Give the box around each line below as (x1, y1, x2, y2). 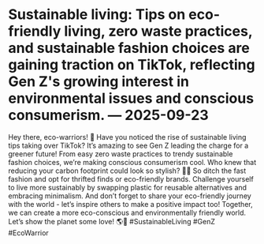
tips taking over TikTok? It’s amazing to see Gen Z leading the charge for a (8, 141, 249, 150)
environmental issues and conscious (8, 89, 255, 107)
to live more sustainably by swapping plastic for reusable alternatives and (8, 182, 247, 192)
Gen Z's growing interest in (8, 73, 189, 91)
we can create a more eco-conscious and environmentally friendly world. (8, 208, 247, 217)
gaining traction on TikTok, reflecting (8, 56, 255, 74)
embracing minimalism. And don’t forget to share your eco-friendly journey (8, 191, 252, 201)
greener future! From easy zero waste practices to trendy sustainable (8, 148, 233, 159)
